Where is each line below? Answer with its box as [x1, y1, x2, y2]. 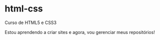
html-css [4, 3, 43, 14]
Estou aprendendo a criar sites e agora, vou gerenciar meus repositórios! [4, 29, 155, 35]
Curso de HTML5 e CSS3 [4, 19, 57, 25]
